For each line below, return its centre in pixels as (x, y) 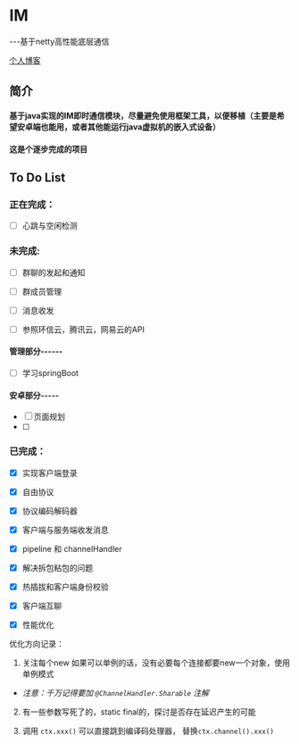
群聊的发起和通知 (54, 272)
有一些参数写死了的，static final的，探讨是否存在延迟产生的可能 (139, 712)
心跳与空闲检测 (50, 226)
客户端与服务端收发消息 (65, 530)
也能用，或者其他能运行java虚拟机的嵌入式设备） (130, 127)
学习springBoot (50, 373)
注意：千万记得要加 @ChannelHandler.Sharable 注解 (116, 693)
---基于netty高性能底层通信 (59, 41)
